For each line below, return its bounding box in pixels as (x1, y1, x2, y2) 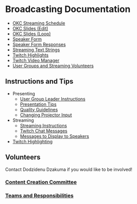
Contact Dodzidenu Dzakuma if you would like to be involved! (5, 166, 132, 172)
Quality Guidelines (20, 106, 58, 112)
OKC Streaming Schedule (12, 20, 65, 26)
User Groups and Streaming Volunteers (12, 63, 94, 69)
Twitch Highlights (12, 52, 49, 58)
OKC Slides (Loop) (12, 31, 51, 37)
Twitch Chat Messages (20, 128, 68, 134)
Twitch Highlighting (12, 138, 53, 144)
